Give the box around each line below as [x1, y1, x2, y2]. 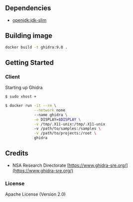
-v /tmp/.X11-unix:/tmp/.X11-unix [34, 122, 106, 127]
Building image [5, 32, 53, 40]
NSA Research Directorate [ [12, 162, 69, 168]
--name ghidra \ [34, 112, 68, 117]
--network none [34, 108, 66, 113]
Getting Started [5, 58, 54, 67]
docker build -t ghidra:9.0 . [5, 45, 68, 50]
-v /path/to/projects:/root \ [34, 131, 97, 136]
